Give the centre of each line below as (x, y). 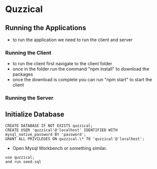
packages (23, 74)
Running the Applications (46, 28)
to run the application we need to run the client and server (72, 40)
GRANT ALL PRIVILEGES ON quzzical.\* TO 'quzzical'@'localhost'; (75, 139)
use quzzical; (20, 157)
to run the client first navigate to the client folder (62, 64)
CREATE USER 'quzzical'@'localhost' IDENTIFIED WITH (61, 130)
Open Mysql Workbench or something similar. (60, 148)
